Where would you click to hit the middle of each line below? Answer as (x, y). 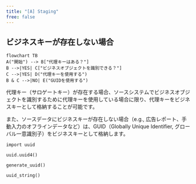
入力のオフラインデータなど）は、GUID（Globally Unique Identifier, (92, 127)
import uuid (20, 145)
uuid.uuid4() (22, 155)
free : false (20, 17)
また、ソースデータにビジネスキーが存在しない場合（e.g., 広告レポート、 (94, 119)
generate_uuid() (26, 165)
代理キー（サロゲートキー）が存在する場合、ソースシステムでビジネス (90, 92)
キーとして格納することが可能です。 (54, 107)
